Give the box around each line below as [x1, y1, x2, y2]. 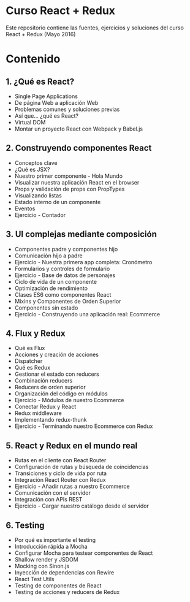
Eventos [14, 205, 36, 212]
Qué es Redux [14, 364, 50, 371]
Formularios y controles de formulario [14, 265, 110, 272]
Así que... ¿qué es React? [14, 112, 79, 120]
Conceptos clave [14, 159, 58, 166]
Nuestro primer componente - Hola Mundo [14, 172, 123, 180]
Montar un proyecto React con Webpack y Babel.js [14, 125, 143, 132]
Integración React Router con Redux [14, 476, 106, 484]
